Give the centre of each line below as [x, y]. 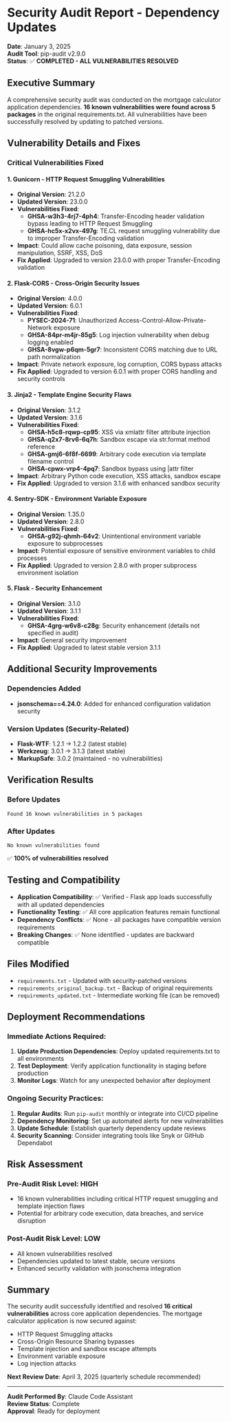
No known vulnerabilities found [53, 845]
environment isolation [48, 572]
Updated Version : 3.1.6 [50, 417]
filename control [51, 461]
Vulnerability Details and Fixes [74, 143]
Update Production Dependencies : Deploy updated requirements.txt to [118, 1051]
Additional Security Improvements [82, 669]
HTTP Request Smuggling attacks [65, 1334]
